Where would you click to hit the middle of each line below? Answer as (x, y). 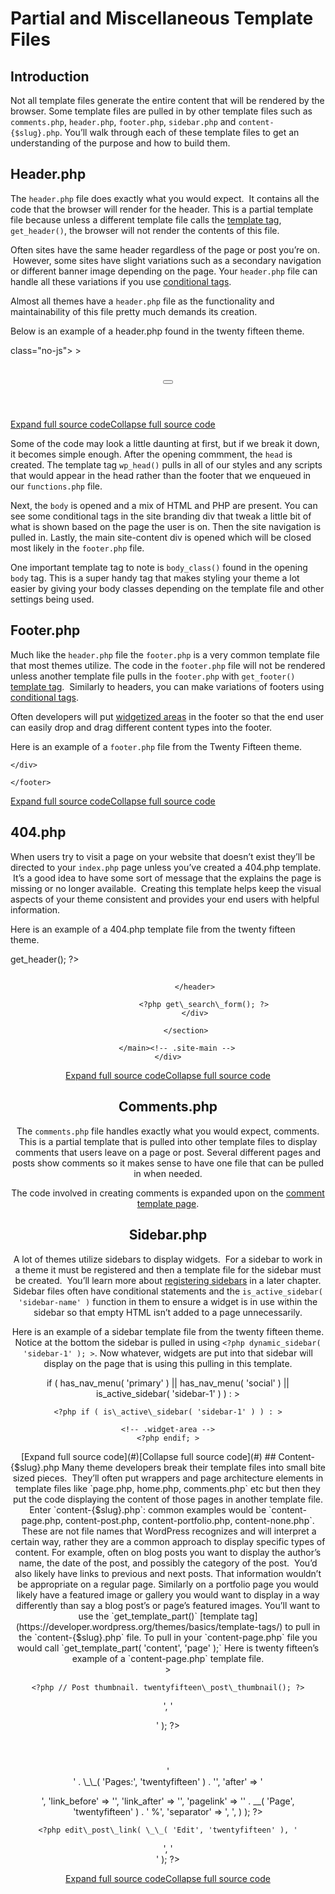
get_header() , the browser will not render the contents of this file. (145, 230)
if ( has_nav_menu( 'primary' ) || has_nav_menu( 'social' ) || (168, 1383)
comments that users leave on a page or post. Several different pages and (168, 1152)
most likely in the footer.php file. (77, 548)
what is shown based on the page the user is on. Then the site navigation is (166, 526)
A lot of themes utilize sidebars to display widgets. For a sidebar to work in (168, 1259)
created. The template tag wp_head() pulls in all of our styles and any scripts (166, 465)
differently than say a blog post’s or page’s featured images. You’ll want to (168, 1605)
